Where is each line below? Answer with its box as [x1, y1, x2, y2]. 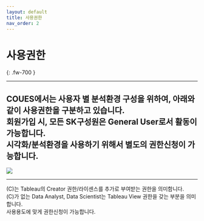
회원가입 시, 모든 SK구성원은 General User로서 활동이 [6, 116, 197, 127]
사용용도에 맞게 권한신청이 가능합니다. [6, 208, 96, 216]
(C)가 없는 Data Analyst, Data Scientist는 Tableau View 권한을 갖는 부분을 [6, 193, 185, 200]
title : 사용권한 [6, 15, 42, 21]
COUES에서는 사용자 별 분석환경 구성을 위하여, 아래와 [6, 94, 195, 104]
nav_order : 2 [6, 20, 39, 26]
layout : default [6, 9, 47, 15]
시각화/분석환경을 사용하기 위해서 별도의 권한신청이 [6, 139, 186, 150]
